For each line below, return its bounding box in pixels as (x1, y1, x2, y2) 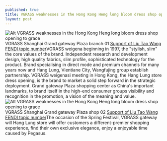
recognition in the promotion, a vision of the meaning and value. (5, 93, 136, 99)
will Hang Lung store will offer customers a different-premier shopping (5, 120, 150, 126)
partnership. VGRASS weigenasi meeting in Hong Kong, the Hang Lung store (5, 72, 162, 78)
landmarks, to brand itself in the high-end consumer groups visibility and (5, 88, 154, 94)
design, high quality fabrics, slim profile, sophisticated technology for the (5, 57, 155, 63)
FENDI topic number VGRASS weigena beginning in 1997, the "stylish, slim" (5, 46, 158, 52)
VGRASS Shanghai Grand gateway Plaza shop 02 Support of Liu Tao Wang (5, 109, 158, 115)
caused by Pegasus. (5, 130, 47, 137)
